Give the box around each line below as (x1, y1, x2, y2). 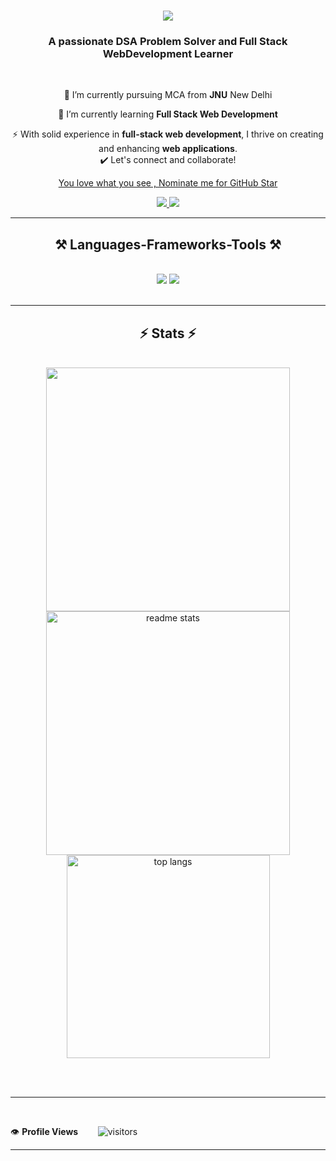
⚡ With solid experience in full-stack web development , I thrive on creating (12, 128, 324, 140)
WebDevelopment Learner (102, 47, 234, 61)
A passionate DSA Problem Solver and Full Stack (48, 35, 288, 49)
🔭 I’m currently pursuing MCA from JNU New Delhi (63, 89, 273, 101)
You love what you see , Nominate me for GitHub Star (58, 177, 278, 189)
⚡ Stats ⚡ (139, 325, 197, 342)
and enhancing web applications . (98, 143, 238, 155)
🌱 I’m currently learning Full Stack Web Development (58, 108, 278, 120)
